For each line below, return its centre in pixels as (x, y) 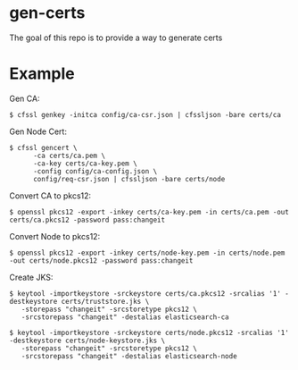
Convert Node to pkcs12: (55, 236)
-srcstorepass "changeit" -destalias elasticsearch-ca (125, 317)
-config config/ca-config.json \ (95, 171)
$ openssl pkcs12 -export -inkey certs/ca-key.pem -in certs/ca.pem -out (149, 212)
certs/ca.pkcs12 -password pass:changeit (87, 220)
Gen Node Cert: (38, 131)
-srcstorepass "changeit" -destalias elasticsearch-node (129, 356)
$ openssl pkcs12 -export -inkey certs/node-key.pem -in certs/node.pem (147, 253)
